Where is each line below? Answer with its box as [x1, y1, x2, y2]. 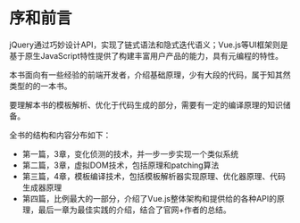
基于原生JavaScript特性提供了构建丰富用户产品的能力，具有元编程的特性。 [9, 50, 284, 61]
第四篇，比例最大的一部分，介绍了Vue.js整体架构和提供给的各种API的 [21, 193, 278, 203]
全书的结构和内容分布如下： [9, 129, 112, 140]
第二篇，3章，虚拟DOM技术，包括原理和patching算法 [21, 160, 220, 170]
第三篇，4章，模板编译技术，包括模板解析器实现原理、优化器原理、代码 [21, 170, 286, 181]
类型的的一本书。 [9, 80, 72, 91]
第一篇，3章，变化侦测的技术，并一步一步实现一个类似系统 [21, 148, 239, 159]
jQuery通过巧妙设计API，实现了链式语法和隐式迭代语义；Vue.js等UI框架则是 [9, 39, 288, 50]
